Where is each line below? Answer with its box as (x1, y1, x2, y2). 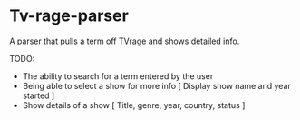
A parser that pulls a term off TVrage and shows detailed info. (9, 35, 240, 46)
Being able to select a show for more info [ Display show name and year (22, 80, 292, 91)
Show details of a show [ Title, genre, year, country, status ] (22, 99, 246, 110)
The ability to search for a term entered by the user (22, 70, 214, 82)
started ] (22, 90, 55, 101)
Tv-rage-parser (9, 5, 129, 26)
